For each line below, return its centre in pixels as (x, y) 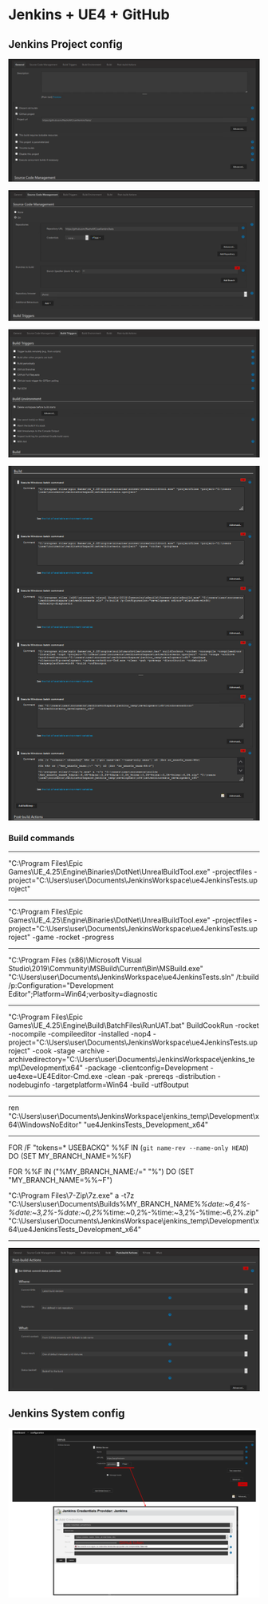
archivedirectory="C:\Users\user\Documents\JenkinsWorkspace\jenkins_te (132, 1059)
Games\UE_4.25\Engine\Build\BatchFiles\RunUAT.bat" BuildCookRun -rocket (134, 1025)
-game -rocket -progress (73, 937)
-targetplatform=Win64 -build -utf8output (120, 1084)
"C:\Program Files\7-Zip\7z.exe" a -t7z (71, 1195)
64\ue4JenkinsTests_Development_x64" (75, 1229)
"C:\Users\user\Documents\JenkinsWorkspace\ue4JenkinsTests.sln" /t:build (134, 977)
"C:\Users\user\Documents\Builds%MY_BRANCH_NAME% (105, 1203)
